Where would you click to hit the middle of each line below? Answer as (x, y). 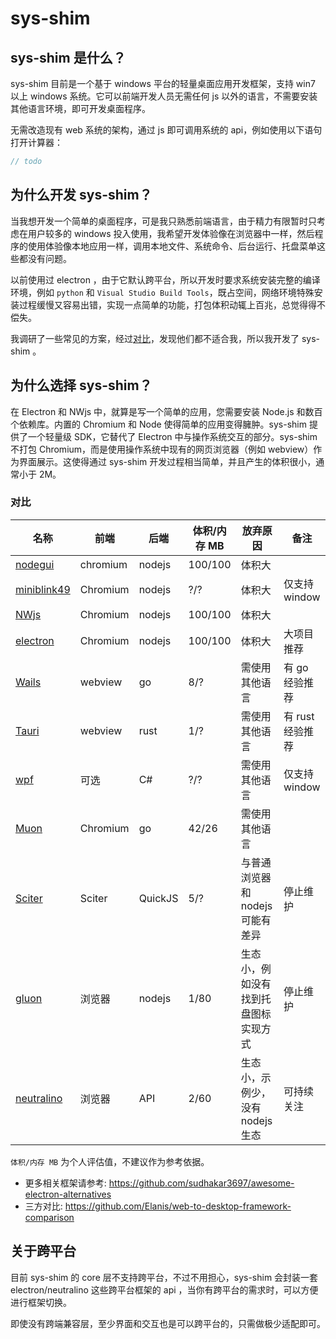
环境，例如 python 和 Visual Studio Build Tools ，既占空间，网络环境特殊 (162, 292)
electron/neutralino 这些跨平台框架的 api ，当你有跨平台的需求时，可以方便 (164, 1289)
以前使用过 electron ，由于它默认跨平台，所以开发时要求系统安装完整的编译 (165, 279)
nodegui (35, 564)
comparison (49, 1217)
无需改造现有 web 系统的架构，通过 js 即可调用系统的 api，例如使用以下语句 (166, 130)
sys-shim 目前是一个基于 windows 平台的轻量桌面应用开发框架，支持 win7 (163, 83)
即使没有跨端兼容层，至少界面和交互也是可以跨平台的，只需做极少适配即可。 (168, 1323)
